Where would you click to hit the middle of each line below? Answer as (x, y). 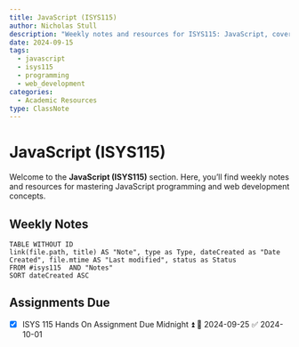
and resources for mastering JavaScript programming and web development (149, 187)
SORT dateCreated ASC (49, 276)
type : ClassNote (39, 109)
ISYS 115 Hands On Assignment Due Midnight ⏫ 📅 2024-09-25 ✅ (140, 324)
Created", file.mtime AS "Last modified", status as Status (123, 260)
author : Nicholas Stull (53, 26)
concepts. (28, 196)
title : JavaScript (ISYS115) (63, 17)
